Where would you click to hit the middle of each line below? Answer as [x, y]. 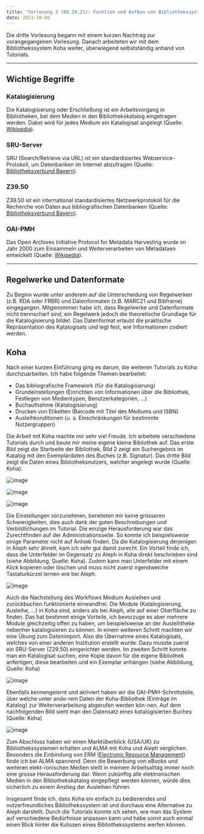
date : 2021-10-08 [28, 18]
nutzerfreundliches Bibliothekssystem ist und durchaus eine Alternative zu [99, 805]
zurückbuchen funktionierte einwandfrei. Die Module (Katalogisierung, [94, 604]
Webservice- [159, 158]
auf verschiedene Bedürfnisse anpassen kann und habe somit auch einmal [100, 818]
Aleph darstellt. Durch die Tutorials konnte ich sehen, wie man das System [99, 811]
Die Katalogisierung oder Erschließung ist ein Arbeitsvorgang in [86, 110]
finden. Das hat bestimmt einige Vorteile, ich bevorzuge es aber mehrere [97, 617]
